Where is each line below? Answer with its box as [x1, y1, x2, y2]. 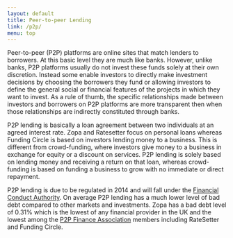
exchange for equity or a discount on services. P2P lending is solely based [7, 151, 221, 159]
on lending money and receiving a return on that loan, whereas [7, 158, 188, 167]
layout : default [7, 10, 54, 17]
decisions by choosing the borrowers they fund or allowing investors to [7, 78, 211, 87]
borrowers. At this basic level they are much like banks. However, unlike [7, 56, 213, 65]
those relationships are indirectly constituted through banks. [7, 108, 179, 116]
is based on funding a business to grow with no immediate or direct [31, 165, 224, 173]
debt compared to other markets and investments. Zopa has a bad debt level [7, 201, 227, 209]
